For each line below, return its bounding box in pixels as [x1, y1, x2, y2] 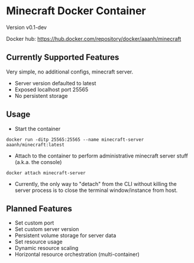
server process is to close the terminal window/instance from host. [14, 187, 178, 194]
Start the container [14, 125, 61, 132]
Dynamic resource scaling [14, 245, 79, 252]
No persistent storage [14, 92, 68, 99]
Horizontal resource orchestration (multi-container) [14, 251, 140, 258]
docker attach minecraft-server [6, 170, 86, 176]
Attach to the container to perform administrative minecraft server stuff [14, 152, 188, 159]
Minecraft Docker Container [6, 4, 146, 18]
